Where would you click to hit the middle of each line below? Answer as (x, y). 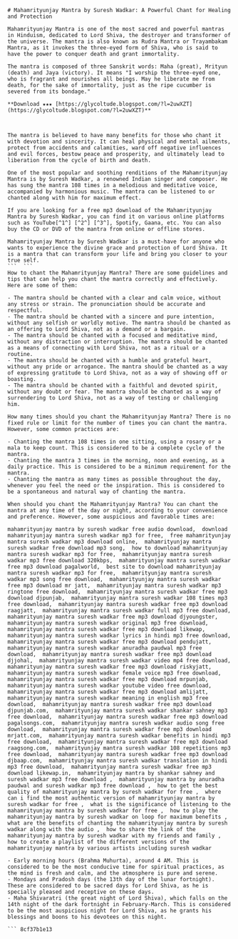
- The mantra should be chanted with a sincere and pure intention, (111, 317)
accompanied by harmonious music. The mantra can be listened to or (111, 192)
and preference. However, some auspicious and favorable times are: (111, 517)
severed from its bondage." (49, 91)
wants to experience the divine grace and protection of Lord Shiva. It (118, 248)
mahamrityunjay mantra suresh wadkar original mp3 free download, (108, 623)
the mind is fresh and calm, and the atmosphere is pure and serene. (113, 873)
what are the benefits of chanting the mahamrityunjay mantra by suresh (118, 823)
